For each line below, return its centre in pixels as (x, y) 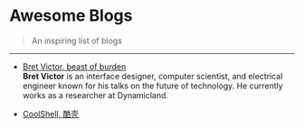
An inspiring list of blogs (76, 41)
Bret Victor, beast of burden (74, 66)
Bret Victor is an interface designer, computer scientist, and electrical (152, 76)
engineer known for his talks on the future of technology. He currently (152, 86)
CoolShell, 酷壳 (51, 114)
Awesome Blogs (71, 16)
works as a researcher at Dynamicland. (95, 95)
